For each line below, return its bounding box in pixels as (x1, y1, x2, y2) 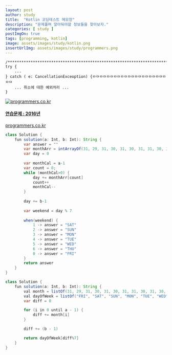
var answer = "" (24, 142, 58, 147)
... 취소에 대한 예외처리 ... (14, 85, 69, 90)
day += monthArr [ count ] (32, 175, 83, 180)
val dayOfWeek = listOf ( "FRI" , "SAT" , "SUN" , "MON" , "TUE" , (24, 294, 155, 299)
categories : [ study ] (5, 27, 54, 32)
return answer (24, 260, 54, 266)
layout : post (5, 7, 33, 13)
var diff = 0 (24, 298, 52, 303)
